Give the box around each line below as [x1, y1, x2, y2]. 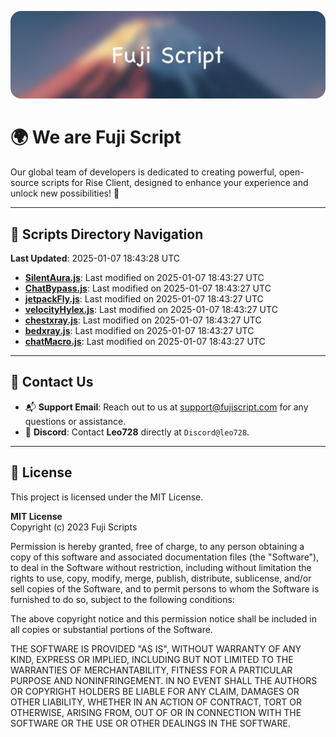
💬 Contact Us [10, 374, 94, 391]
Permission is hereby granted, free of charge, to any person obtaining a [10, 540, 305, 552]
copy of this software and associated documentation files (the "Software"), [10, 551, 320, 563]
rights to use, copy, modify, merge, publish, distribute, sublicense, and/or [10, 572, 312, 584]
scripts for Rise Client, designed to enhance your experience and [41, 177, 309, 189]
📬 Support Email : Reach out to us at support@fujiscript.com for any [24, 401, 309, 413]
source [10, 177, 40, 189]
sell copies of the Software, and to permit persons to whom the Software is [10, 582, 320, 595]
